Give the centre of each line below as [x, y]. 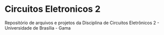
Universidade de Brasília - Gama [38, 28]
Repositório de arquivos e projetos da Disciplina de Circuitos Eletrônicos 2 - [82, 23]
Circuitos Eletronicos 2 [53, 9]
